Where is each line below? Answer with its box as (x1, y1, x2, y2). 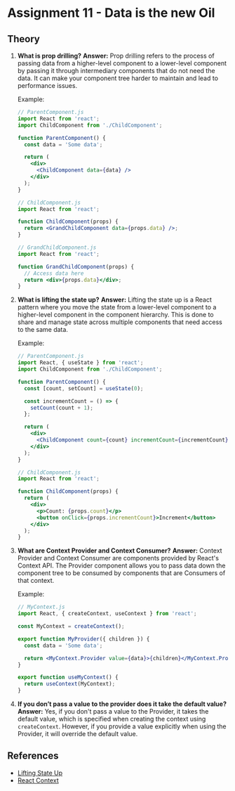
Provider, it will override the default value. (17, 730, 138, 738)
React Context (17, 776, 59, 785)
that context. (17, 577, 55, 585)
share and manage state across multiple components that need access (17, 318, 222, 326)
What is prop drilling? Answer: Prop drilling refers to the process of (17, 51, 215, 60)
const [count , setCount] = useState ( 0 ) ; (24, 385, 144, 392)
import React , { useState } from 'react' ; (17, 359, 144, 366)
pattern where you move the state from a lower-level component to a (17, 303, 217, 311)
